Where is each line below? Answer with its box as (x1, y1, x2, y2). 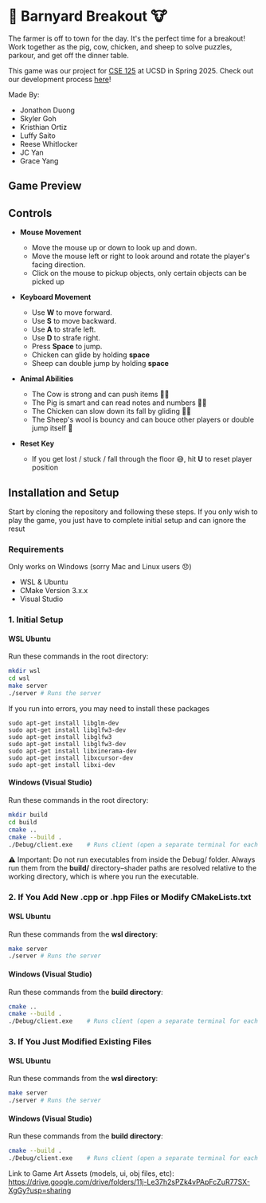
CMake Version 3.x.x (19, 586, 88, 596)
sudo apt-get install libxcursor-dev (8, 753, 134, 762)
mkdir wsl (8, 667, 41, 675)
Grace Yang (19, 155, 59, 166)
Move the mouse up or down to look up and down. (31, 243, 198, 253)
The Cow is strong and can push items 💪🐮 (31, 390, 170, 399)
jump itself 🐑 (31, 423, 73, 433)
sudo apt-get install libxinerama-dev (8, 747, 137, 755)
